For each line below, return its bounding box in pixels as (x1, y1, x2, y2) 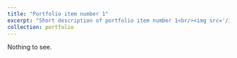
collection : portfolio (7, 23, 74, 30)
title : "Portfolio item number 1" (7, 10, 109, 18)
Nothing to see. (7, 43, 52, 52)
